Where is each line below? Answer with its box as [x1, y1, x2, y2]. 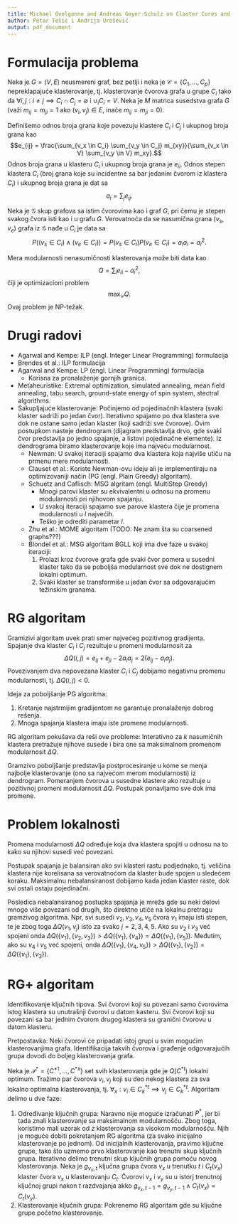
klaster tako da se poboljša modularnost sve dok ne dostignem [38, 563, 222, 571]
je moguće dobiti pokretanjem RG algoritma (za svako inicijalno [17, 1132, 202, 1140]
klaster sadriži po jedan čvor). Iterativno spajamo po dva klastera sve [17, 411, 220, 420]
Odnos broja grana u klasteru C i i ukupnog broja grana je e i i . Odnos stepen [7, 160, 225, 171]
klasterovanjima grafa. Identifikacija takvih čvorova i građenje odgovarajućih [7, 1043, 230, 1053]
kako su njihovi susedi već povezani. [7, 847, 114, 856]
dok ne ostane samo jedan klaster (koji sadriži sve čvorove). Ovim [17, 419, 210, 427]
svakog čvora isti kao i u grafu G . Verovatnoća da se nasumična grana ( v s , [7, 215, 225, 225]
